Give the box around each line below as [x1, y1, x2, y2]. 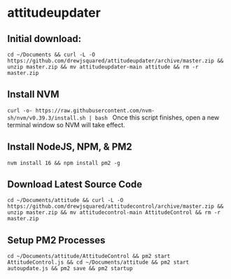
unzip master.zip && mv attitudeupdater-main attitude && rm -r [7, 64, 199, 71]
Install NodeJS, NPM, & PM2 [7, 141, 133, 153]
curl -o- [7, 107, 33, 114]
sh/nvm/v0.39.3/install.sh [7, 114, 86, 122]
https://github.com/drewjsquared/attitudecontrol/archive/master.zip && [7, 203, 224, 210]
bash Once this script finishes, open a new [94, 113, 220, 122]
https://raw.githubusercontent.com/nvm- [35, 107, 155, 114]
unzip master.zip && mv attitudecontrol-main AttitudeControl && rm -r [7, 209, 220, 216]
